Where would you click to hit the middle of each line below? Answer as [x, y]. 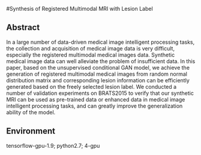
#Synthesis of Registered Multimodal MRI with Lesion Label [79, 9]
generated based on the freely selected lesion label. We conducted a [91, 87]
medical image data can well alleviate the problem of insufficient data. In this [101, 61]
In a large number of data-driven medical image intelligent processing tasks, [100, 42]
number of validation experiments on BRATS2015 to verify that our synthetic [100, 93]
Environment [31, 131]
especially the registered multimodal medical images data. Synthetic [91, 55]
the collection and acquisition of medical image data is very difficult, [91, 48]
